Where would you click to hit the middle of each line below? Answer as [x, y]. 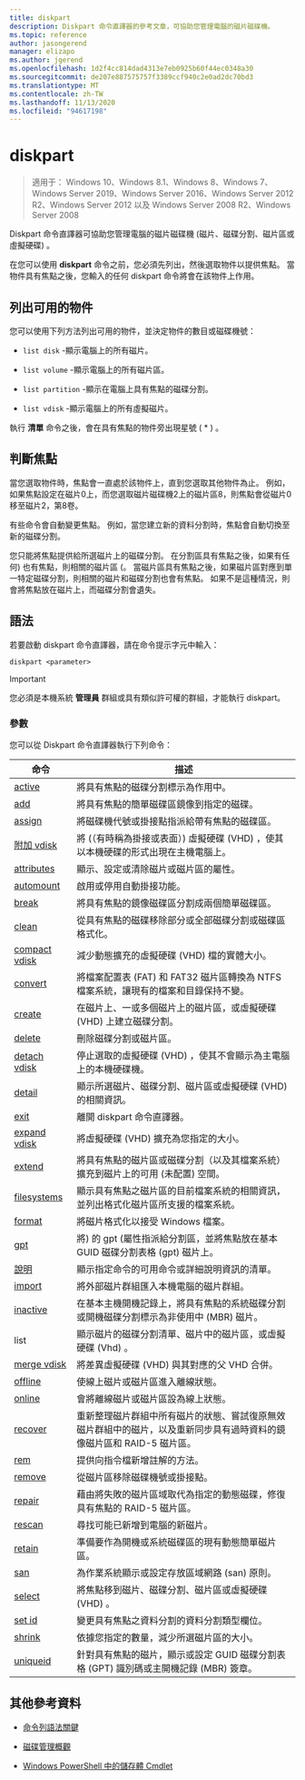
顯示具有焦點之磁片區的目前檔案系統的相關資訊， [181, 1191]
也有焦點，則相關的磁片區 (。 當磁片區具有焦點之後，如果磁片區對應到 [153, 567]
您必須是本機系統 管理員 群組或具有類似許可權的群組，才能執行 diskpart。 [148, 698]
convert [30, 983]
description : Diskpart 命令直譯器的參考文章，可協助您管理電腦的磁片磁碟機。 [142, 26]
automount [37, 885]
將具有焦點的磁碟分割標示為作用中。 [154, 787]
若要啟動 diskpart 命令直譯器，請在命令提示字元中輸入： [114, 644]
